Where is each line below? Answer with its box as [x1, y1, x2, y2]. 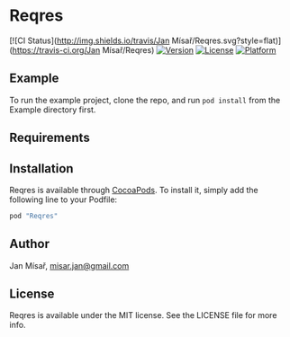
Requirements [9, 130, 90, 146]
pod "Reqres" [9, 211, 59, 220]
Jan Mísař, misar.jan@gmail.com [9, 260, 130, 270]
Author [9, 236, 50, 252]
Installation [9, 161, 74, 176]
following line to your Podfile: [9, 194, 118, 205]
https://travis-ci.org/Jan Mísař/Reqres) [12, 44, 155, 55]
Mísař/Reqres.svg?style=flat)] [171, 35, 282, 46]
